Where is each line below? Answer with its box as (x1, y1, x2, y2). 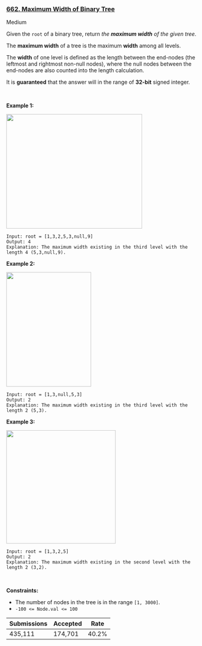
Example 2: (6, 260, 35, 267)
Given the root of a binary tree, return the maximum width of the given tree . (6, 30, 197, 38)
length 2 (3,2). (6, 565, 47, 571)
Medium (6, 19, 27, 26)
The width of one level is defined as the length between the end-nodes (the (6, 54, 195, 61)
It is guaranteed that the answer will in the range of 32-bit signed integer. (6, 78, 191, 86)
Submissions (9, 619, 48, 628)
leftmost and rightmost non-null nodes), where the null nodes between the (6, 60, 192, 68)
